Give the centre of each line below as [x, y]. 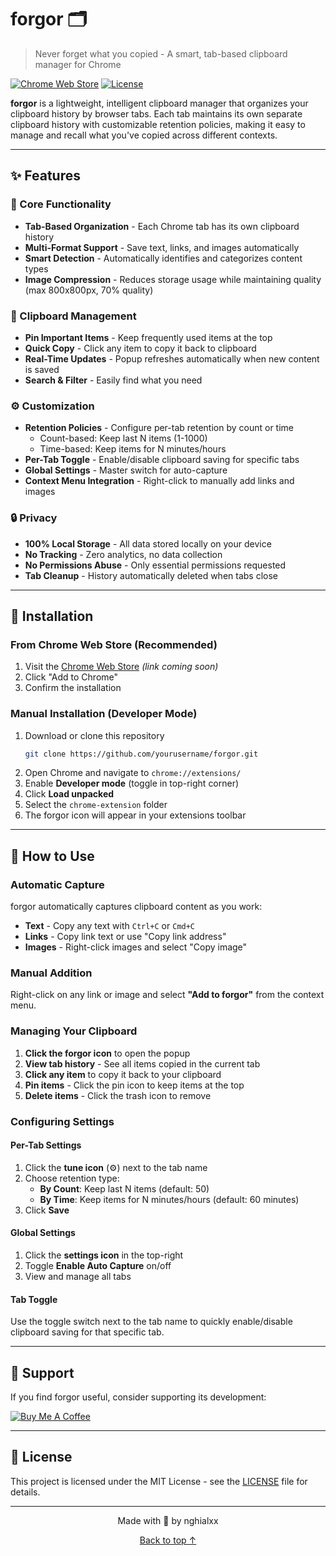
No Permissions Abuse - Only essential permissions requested [155, 565]
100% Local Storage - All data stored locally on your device [148, 543]
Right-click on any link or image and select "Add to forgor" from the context [167, 995]
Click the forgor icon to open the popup [107, 1053]
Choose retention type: [72, 1178]
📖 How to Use [52, 856]
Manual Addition [51, 973]
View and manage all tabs [78, 1276]
